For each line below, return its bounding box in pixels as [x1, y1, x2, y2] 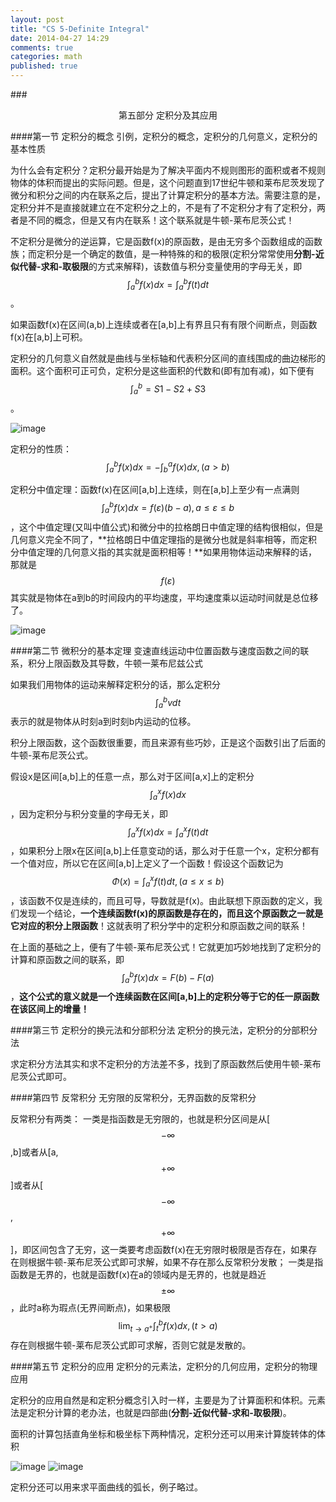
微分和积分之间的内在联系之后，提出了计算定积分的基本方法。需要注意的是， [10, 189, 326, 201]
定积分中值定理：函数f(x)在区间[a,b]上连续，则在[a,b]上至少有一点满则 [10, 484, 300, 496]
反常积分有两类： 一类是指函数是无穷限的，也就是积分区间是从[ [10, 1113, 271, 1125]
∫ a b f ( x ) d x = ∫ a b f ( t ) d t [126, 277, 210, 293]
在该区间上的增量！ [10, 1003, 90, 1015]
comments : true [10, 42, 74, 53]
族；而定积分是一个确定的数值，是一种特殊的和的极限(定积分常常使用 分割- [10, 248, 316, 260]
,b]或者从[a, [10, 1146, 59, 1158]
